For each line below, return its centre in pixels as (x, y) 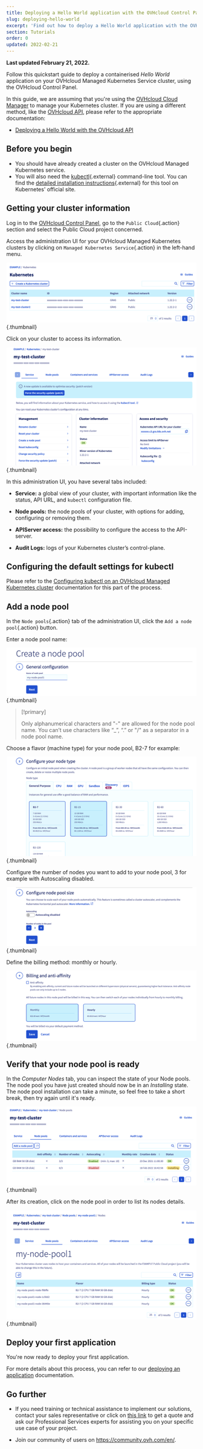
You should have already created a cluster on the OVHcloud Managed (102, 163)
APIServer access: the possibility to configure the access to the (95, 529)
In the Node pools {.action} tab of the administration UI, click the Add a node (99, 621)
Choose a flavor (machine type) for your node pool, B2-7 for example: (93, 748)
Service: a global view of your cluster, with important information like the (106, 493)
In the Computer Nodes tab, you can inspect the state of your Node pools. (98, 1079)
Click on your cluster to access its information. (64, 339)
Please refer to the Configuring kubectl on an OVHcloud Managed (88, 581)
